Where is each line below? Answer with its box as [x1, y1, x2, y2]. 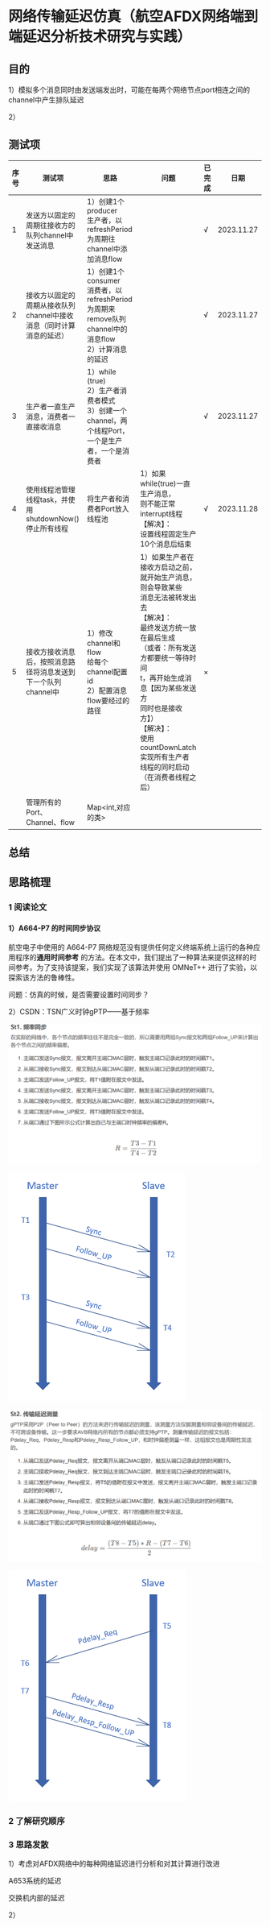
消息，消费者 [26, 412, 69, 421]
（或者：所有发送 [140, 642, 197, 653]
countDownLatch [140, 742, 197, 752]
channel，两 [87, 416, 128, 425]
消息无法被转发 [140, 592, 190, 602]
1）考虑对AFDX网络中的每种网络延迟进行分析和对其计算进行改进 [8, 1859, 220, 1868]
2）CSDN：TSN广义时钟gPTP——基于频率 [8, 1007, 150, 1017]
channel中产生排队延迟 [8, 95, 84, 105]
